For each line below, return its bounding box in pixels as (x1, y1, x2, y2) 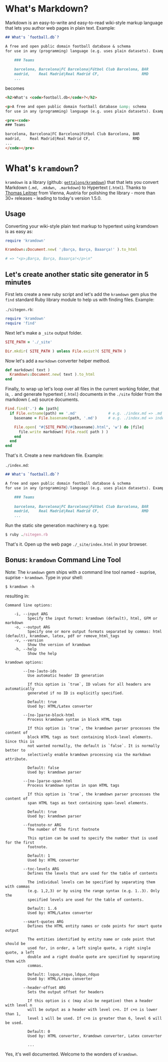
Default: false (27, 765, 59, 770)
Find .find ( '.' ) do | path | (5, 406, 59, 411)
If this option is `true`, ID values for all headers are (27, 682, 151, 687)
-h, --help (14, 647, 37, 652)
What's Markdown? (5, 3, 88, 15)
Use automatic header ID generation (27, 673, 104, 678)
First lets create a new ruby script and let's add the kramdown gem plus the (5, 291, 157, 297)
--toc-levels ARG (23, 866, 59, 872)
